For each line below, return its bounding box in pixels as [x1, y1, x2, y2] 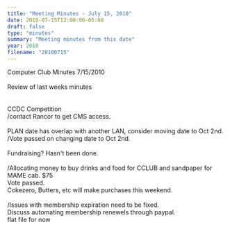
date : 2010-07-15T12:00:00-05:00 [7, 17, 104, 24]
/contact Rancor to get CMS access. [7, 112, 111, 120]
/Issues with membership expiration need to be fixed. [7, 201, 160, 209]
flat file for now [7, 215, 51, 223]
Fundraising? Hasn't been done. [7, 149, 99, 157]
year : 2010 [7, 42, 39, 49]
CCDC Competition [7, 105, 62, 113]
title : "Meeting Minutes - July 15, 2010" [7, 10, 132, 17]
